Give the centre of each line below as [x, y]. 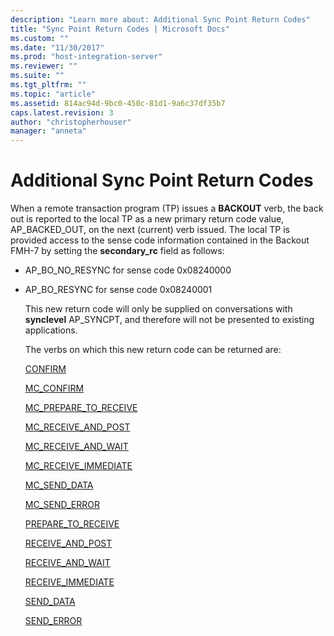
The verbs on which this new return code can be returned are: [153, 350]
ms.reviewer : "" [44, 66]
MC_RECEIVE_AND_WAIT [76, 447]
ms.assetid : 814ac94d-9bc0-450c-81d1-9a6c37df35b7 [118, 103]
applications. [51, 330]
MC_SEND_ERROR [62, 505]
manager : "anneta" [48, 131]
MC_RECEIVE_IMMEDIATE [78, 466]
